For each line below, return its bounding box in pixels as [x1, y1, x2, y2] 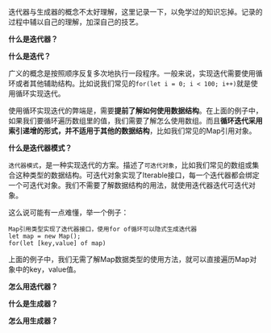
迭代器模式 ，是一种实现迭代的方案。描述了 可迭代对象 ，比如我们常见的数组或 [8, 160, 252, 169]
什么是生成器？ [8, 299, 58, 308]
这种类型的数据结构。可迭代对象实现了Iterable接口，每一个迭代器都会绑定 [15, 170, 260, 180]
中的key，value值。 [15, 264, 81, 274]
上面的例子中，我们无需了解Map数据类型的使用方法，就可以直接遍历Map [8, 255, 250, 264]
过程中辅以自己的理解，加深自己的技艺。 [8, 17, 143, 27]
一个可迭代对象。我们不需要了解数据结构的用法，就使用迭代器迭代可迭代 [8, 181, 248, 189]
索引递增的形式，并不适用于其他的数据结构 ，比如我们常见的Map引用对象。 [8, 126, 256, 135]
